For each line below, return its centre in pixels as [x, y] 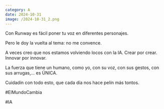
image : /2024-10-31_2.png [32, 19]
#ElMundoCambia [24, 92]
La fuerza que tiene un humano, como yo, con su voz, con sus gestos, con [82, 67]
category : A [18, 10]
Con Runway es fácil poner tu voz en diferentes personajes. [67, 33]
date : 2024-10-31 [23, 14]
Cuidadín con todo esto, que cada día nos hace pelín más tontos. [72, 82]
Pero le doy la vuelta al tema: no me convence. [53, 43]
